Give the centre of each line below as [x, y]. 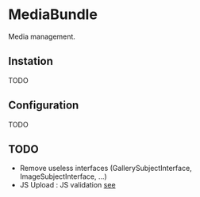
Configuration [44, 106]
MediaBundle [53, 15]
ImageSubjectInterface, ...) [63, 176]
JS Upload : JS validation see [68, 185]
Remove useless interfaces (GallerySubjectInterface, [106, 169]
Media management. [42, 36]
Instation [31, 61]
